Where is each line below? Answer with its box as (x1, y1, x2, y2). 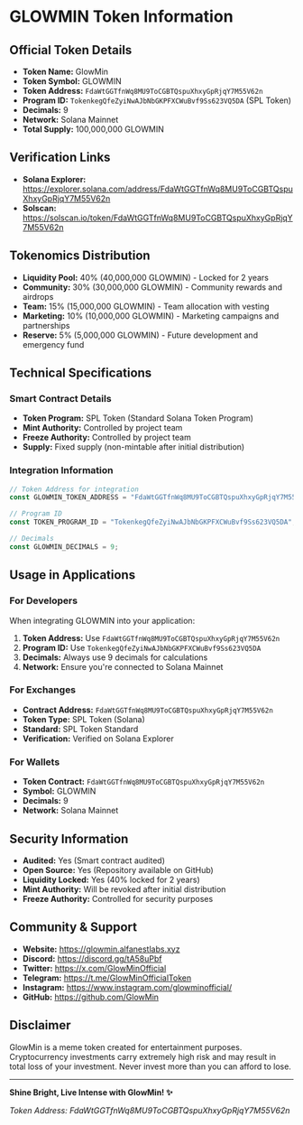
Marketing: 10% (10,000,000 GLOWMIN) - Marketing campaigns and (22, 310, 280, 321)
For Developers (9, 594, 78, 607)
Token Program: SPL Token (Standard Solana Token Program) (22, 413, 254, 423)
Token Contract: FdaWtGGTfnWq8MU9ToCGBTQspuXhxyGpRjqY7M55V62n (22, 776, 265, 787)
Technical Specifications (9, 366, 152, 381)
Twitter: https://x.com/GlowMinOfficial (22, 962, 167, 973)
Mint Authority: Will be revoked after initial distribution (22, 883, 226, 895)
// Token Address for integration (9, 485, 140, 494)
